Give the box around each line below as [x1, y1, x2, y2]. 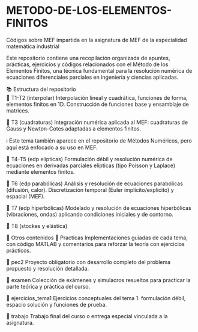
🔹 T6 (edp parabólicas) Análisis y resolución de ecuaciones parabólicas [6, 180, 183, 187]
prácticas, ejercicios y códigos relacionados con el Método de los [6, 61, 169, 68]
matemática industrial [6, 43, 60, 50]
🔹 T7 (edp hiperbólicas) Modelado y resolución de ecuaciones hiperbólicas [6, 204, 192, 211]
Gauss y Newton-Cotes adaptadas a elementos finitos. [6, 124, 142, 132]
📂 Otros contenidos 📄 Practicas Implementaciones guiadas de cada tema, [6, 234, 188, 241]
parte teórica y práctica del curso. [6, 283, 91, 290]
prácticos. [6, 247, 31, 254]
